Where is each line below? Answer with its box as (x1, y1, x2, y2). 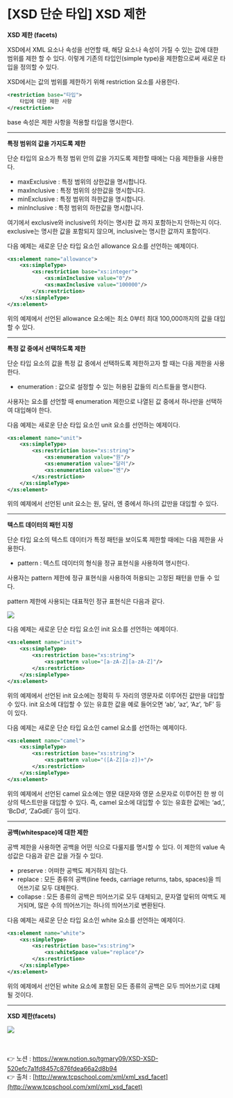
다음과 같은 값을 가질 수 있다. (25, 851, 103, 860)
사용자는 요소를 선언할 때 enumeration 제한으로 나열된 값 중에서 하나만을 (7, 397, 205, 405)
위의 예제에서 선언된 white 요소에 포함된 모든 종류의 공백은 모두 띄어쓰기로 (7, 981, 208, 990)
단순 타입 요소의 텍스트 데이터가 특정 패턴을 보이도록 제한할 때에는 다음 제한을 (7, 536, 216, 544)
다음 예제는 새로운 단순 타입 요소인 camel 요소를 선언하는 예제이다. (7, 723, 187, 732)
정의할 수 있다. (19, 63, 59, 71)
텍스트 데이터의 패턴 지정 (7, 521, 74, 529)
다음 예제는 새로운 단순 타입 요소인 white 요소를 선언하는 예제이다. (7, 915, 186, 924)
